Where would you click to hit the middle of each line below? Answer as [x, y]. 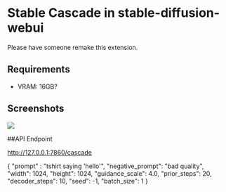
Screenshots [36, 109]
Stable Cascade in [61, 13]
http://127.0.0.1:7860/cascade [50, 152]
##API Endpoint [30, 139]
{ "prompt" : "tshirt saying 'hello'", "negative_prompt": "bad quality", [106, 166]
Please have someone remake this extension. [73, 47]
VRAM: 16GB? [37, 87]
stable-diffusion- [168, 13]
